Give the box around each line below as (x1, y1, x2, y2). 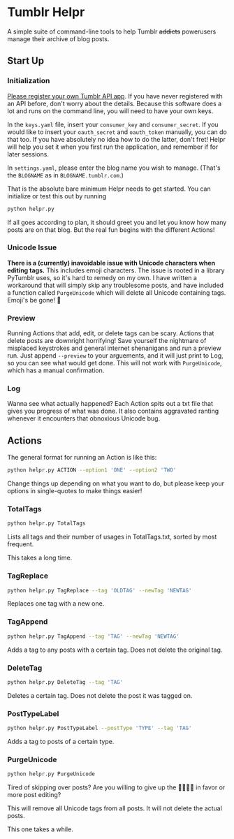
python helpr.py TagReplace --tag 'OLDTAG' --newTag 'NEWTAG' (7, 587, 192, 594)
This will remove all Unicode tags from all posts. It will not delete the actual (7, 804, 222, 812)
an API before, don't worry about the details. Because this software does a (7, 99, 222, 108)
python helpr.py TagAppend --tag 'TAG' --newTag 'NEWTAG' (7, 633, 180, 640)
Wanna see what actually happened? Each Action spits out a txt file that (7, 400, 214, 408)
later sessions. (7, 149, 49, 158)
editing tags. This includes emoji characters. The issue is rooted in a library (7, 266, 225, 275)
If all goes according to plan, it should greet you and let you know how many (7, 218, 227, 226)
